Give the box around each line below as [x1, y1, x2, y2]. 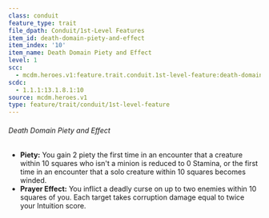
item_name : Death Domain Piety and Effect [8, 49, 152, 57]
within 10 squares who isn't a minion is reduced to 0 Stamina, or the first [19, 159, 259, 168]
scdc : [8, 78, 26, 86]
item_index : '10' [8, 42, 66, 50]
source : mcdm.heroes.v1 [8, 93, 88, 101]
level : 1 [8, 57, 38, 65]
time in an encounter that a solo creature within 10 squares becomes [19, 167, 247, 176]
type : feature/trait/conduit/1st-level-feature [8, 101, 171, 109]
